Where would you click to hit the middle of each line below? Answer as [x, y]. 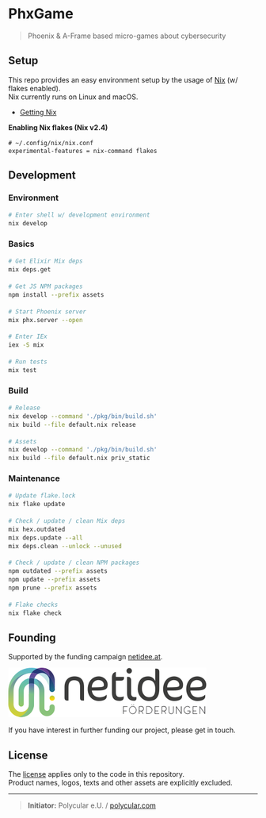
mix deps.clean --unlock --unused [65, 546]
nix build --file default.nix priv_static [79, 458]
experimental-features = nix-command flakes [83, 151]
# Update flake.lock [42, 496]
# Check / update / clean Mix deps [67, 521]
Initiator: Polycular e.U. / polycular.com [91, 805]
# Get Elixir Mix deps [46, 261]
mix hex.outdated [37, 529]
